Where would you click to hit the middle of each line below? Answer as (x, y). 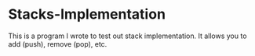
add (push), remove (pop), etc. (58, 44)
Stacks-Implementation (87, 14)
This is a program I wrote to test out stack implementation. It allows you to (127, 36)
